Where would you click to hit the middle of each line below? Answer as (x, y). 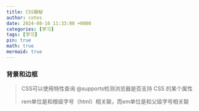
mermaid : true (24, 52)
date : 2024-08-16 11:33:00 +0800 (49, 23)
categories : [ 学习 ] (30, 29)
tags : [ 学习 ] (22, 35)
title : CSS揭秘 (25, 12)
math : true (20, 46)
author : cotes (24, 18)
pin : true (19, 40)
